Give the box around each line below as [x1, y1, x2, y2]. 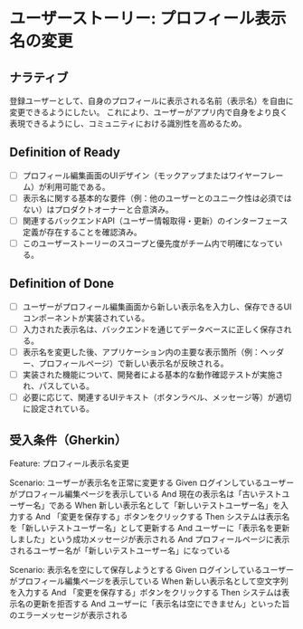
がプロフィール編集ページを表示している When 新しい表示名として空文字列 [9, 576, 289, 586]
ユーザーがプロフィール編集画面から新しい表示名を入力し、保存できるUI [22, 300, 292, 312]
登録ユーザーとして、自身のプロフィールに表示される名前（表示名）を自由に [9, 96, 294, 106]
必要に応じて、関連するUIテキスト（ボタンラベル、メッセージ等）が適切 [22, 392, 292, 403]
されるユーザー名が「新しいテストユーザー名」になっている [9, 545, 231, 556]
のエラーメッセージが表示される [9, 610, 128, 620]
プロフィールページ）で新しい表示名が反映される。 [38, 358, 229, 369]
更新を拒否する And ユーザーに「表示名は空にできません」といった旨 [33, 598, 290, 609]
